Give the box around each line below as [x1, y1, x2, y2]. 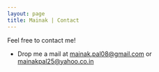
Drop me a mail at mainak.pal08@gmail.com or [17, 50, 152, 58]
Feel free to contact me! [7, 36, 76, 44]
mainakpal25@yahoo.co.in [17, 57, 94, 65]
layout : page [7, 10, 45, 17]
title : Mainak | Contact [7, 17, 79, 24]
